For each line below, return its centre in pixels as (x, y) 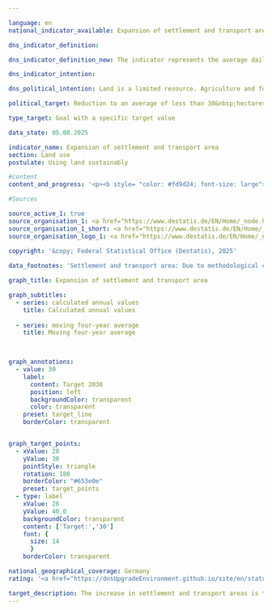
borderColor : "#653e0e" (63, 481)
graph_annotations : (41, 362)
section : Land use (39, 155)
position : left (55, 392)
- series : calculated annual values (77, 303)
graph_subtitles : (38, 295)
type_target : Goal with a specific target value (92, 118)
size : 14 (45, 542)
